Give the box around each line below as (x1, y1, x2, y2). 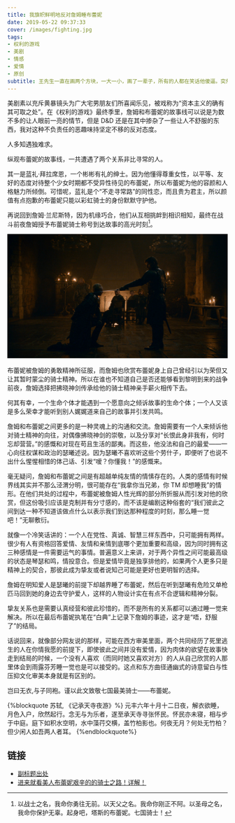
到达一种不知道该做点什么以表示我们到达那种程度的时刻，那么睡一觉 (13, 507, 210, 515)
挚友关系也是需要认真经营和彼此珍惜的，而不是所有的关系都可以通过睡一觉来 (7, 604, 228, 612)
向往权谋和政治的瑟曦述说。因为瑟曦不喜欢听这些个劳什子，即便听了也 (13, 448, 215, 456)
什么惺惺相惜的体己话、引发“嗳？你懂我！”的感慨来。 (13, 457, 166, 465)
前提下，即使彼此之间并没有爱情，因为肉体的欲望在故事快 (62, 645, 228, 654)
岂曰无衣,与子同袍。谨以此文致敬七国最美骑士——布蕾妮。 (7, 686, 175, 694)
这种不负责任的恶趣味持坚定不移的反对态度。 (31, 125, 161, 133)
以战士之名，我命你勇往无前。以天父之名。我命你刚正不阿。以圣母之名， (17, 800, 226, 808)
